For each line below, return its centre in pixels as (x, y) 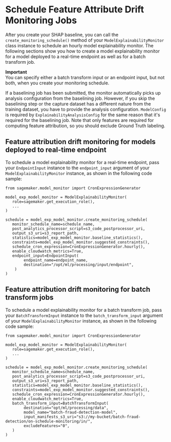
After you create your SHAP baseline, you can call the (62, 34)
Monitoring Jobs (41, 20)
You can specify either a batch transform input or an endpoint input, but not (85, 77)
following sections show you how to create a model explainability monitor (83, 51)
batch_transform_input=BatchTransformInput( (60, 403)
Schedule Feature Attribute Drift (75, 10)
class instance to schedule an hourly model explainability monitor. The (79, 45)
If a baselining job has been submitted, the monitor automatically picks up (83, 93)
